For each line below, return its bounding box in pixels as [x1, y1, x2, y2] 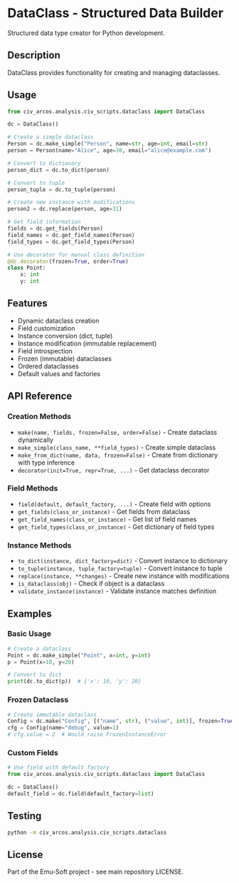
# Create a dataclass [7, 645, 72, 652]
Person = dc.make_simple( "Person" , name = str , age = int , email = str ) [7, 141, 208, 148]
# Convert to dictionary [7, 159, 81, 167]
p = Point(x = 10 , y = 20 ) [7, 658, 75, 665]
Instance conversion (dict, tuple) [17, 331, 113, 340]
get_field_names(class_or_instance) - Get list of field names [17, 515, 197, 523]
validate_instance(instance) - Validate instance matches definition [17, 587, 217, 595]
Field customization [17, 323, 75, 333]
